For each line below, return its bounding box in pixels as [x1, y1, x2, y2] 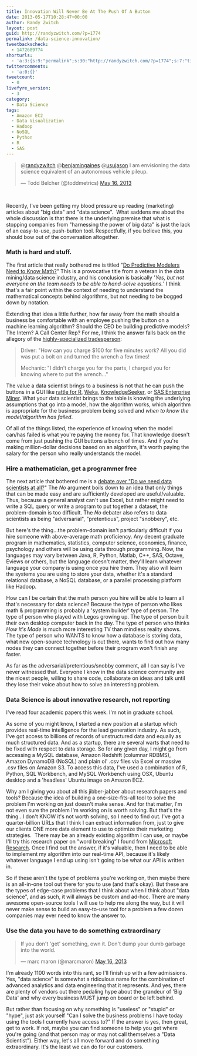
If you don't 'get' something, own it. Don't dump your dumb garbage [20, 940, 186, 947]
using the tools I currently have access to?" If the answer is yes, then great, [6, 1018, 188, 1025]
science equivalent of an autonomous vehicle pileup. [20, 168, 148, 175]
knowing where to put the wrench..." [20, 370, 108, 377]
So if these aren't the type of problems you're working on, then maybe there [6, 875, 191, 882]
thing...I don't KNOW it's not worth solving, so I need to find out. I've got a [6, 813, 185, 820]
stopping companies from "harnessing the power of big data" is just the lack [6, 221, 191, 228]
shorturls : [6, 52, 33, 58]
